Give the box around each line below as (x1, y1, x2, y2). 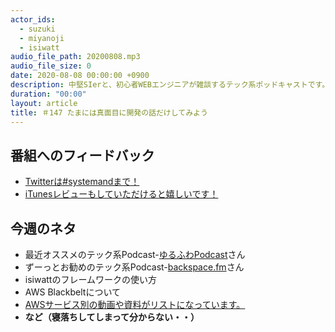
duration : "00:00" (10, 89, 87, 99)
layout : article (10, 98, 78, 108)
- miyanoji (19, 33, 65, 43)
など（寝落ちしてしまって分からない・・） (24, 311, 200, 323)
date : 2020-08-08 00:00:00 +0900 (10, 71, 150, 81)
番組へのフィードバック (10, 147, 155, 164)
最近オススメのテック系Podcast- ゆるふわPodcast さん (24, 249, 246, 260)
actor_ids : (10, 14, 56, 25)
